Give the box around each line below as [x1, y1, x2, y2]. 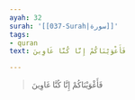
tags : [9, 30, 30, 39]
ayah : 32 [9, 13, 42, 23]
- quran [9, 38, 39, 48]
